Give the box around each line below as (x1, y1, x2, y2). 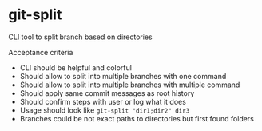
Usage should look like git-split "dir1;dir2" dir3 (19, 105, 190, 115)
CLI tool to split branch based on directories (8, 32, 153, 42)
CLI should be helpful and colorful (19, 62, 132, 73)
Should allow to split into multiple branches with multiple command (19, 80, 240, 89)
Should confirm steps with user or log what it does (19, 97, 186, 106)
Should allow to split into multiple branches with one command (19, 71, 227, 81)
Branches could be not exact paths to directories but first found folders (19, 113, 254, 123)
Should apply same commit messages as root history (19, 88, 195, 97)
